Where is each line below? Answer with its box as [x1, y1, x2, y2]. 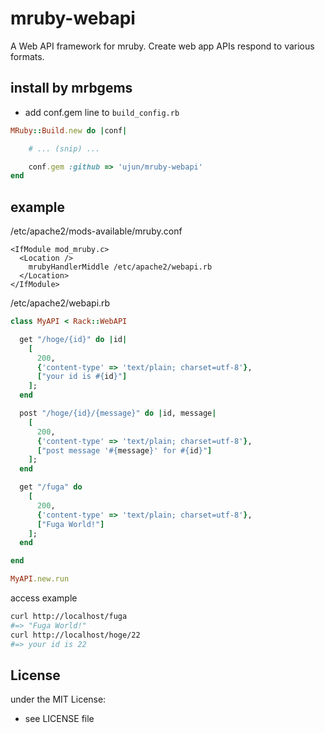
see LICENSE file [24, 713, 95, 725]
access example [10, 592, 78, 604]
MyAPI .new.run [10, 574, 70, 584]
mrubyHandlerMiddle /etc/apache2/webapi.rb [28, 262, 213, 272]
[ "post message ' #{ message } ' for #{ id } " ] [36, 445, 213, 456]
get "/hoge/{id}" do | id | [19, 334, 128, 344]
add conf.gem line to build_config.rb [24, 106, 180, 118]
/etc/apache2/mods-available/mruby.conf [10, 225, 183, 237]
